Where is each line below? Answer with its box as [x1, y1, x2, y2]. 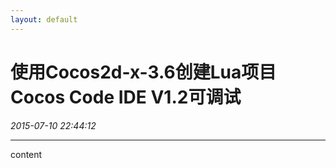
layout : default [10, 14, 78, 25]
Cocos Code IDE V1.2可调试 [10, 86, 242, 108]
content [10, 148, 43, 160]
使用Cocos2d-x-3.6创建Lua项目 [10, 61, 277, 83]
